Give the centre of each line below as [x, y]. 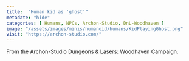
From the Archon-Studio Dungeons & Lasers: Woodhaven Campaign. [92, 51]
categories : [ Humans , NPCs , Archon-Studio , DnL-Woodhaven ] [85, 23]
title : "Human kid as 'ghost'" [47, 12]
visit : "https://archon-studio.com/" [54, 34]
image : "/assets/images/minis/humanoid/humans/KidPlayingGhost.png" [95, 29]
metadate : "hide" [28, 18]
